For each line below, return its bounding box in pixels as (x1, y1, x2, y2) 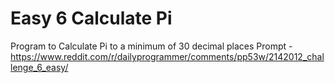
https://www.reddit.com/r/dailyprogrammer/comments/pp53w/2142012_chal (10, 50, 325, 62)
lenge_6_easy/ (10, 61, 69, 73)
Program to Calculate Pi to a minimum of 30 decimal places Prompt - (10, 40, 293, 52)
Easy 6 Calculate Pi (10, 7, 173, 30)
